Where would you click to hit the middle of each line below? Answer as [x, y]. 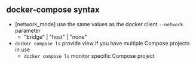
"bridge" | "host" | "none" [55, 37]
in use [22, 49]
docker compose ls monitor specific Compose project [89, 55]
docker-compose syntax [53, 10]
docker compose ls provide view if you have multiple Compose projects [102, 43]
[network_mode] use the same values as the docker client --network [99, 24]
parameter [27, 30]
